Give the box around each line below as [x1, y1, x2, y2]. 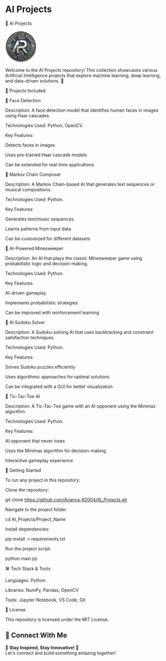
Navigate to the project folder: [5, 506, 67, 512]
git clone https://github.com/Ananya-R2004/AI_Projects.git [5, 497, 127, 503]
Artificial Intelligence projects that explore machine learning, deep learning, [5, 72, 161, 78]
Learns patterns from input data [5, 226, 71, 232]
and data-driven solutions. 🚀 [5, 77, 64, 84]
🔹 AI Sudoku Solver [5, 319, 45, 325]
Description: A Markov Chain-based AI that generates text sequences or [5, 181, 155, 187]
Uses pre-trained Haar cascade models [5, 152, 87, 158]
